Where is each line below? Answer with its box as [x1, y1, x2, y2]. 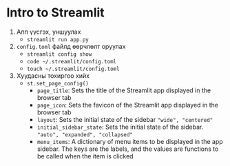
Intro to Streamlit [6, 5, 105, 21]
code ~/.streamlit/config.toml [26, 58, 117, 65]
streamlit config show [26, 50, 92, 58]
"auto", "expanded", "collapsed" [36, 131, 134, 138]
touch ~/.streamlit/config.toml [26, 65, 120, 72]
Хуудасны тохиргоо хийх [16, 71, 90, 80]
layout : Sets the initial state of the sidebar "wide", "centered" [36, 115, 213, 123]
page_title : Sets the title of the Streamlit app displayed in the [36, 86, 211, 94]
